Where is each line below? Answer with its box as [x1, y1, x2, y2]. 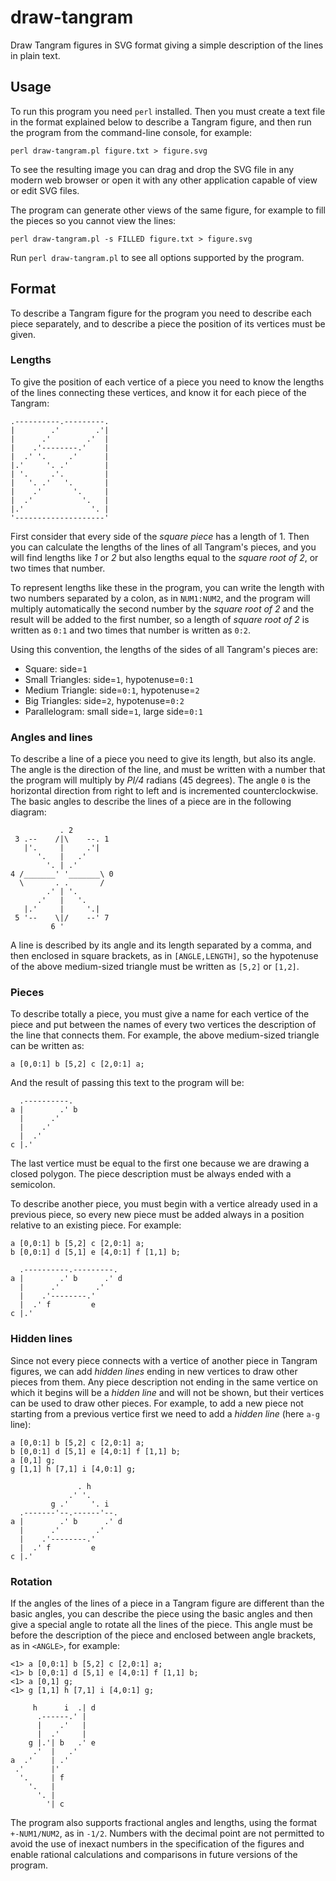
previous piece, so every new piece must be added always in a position [10, 1209, 305, 1221]
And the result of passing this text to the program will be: [10, 1077, 245, 1089]
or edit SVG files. [10, 184, 80, 196]
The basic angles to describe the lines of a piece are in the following [10, 796, 292, 808]
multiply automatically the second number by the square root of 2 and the [10, 602, 315, 615]
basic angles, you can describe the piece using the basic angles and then [10, 1608, 313, 1620]
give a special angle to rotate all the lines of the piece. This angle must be [10, 1619, 313, 1631]
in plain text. [10, 49, 61, 61]
